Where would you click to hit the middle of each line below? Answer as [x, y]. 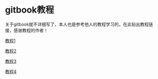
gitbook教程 [30, 10]
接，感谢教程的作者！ [26, 30]
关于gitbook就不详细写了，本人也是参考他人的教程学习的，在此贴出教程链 [79, 24]
